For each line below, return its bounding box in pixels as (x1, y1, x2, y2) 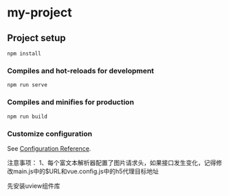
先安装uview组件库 (7, 182, 61, 190)
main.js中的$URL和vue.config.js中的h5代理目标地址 (12, 167, 160, 175)
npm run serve (7, 82, 48, 88)
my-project (7, 5, 72, 21)
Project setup (7, 32, 67, 44)
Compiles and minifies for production (7, 97, 134, 107)
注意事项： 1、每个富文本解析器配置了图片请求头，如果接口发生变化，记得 (7, 158, 217, 167)
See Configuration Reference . (7, 144, 91, 152)
